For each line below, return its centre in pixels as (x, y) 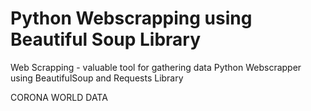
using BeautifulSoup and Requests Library (97, 78)
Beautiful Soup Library (106, 39)
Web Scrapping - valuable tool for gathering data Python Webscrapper (156, 67)
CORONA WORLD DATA (59, 97)
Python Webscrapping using (131, 18)
